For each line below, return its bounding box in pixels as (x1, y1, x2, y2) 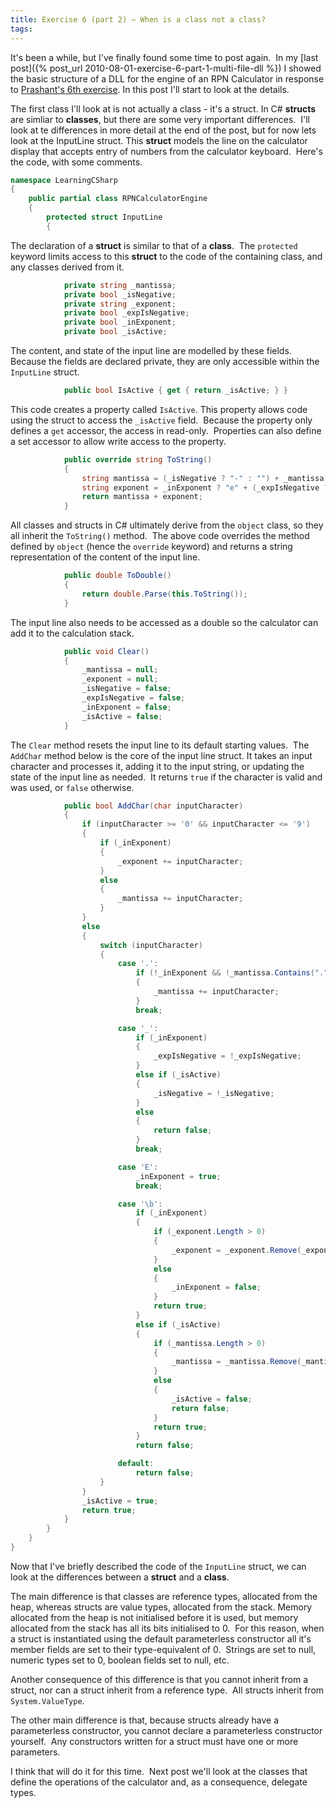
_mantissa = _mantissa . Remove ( (171, 1357, 302, 1367)
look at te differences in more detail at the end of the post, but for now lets (10, 124, 317, 136)
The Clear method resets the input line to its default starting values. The (10, 739, 310, 751)
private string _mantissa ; (63, 280, 177, 290)
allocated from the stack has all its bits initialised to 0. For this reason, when (10, 1622, 325, 1634)
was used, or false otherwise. (10, 781, 135, 793)
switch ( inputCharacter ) (99, 940, 203, 950)
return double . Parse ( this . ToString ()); (81, 589, 248, 599)
